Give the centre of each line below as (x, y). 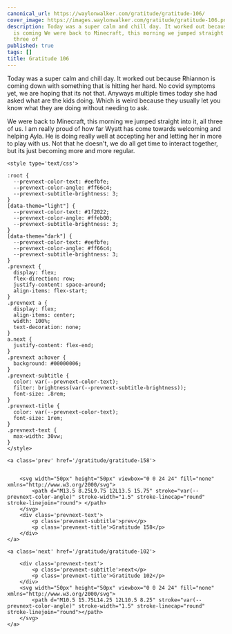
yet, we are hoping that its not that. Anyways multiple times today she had (112, 93)
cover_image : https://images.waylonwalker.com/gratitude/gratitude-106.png (118, 20)
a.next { (20, 339)
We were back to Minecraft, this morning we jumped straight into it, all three (115, 121)
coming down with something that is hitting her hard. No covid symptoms (111, 86)
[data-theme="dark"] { (40, 236)
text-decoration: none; (47, 327)
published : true (30, 46)
